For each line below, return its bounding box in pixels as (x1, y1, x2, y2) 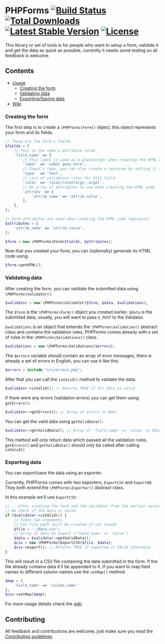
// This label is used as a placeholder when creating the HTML (23, 157, 157, 162)
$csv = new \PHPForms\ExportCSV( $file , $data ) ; (14, 540, 113, 546)
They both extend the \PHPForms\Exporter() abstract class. (5, 485, 125, 491)
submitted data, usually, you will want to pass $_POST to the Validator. (5, 314, 144, 320)
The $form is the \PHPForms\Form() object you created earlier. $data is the (5, 309, 153, 315)
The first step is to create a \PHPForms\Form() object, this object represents (5, 124, 156, 130)
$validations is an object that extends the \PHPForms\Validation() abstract (5, 324, 158, 330)
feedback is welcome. (5, 52, 50, 59)
